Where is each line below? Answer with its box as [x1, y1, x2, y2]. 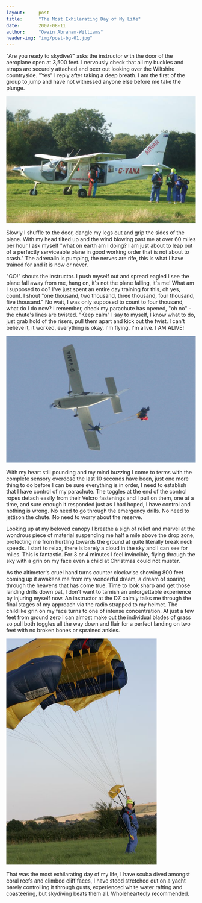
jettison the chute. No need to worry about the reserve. [6, 514, 142, 521]
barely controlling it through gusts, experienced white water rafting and [6, 884, 183, 891]
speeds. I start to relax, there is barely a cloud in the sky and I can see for [6, 544, 188, 552]
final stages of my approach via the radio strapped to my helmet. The [6, 601, 178, 608]
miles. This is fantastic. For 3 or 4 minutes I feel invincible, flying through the [6, 551, 195, 558]
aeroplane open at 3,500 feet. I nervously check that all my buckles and [6, 59, 184, 66]
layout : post [6, 10, 50, 16]
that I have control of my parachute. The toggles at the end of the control [6, 488, 187, 496]
